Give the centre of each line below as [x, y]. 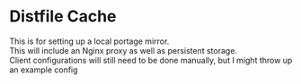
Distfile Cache [63, 17]
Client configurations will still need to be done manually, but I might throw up [151, 60]
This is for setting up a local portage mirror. [89, 41]
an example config [44, 70]
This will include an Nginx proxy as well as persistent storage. [124, 50]
